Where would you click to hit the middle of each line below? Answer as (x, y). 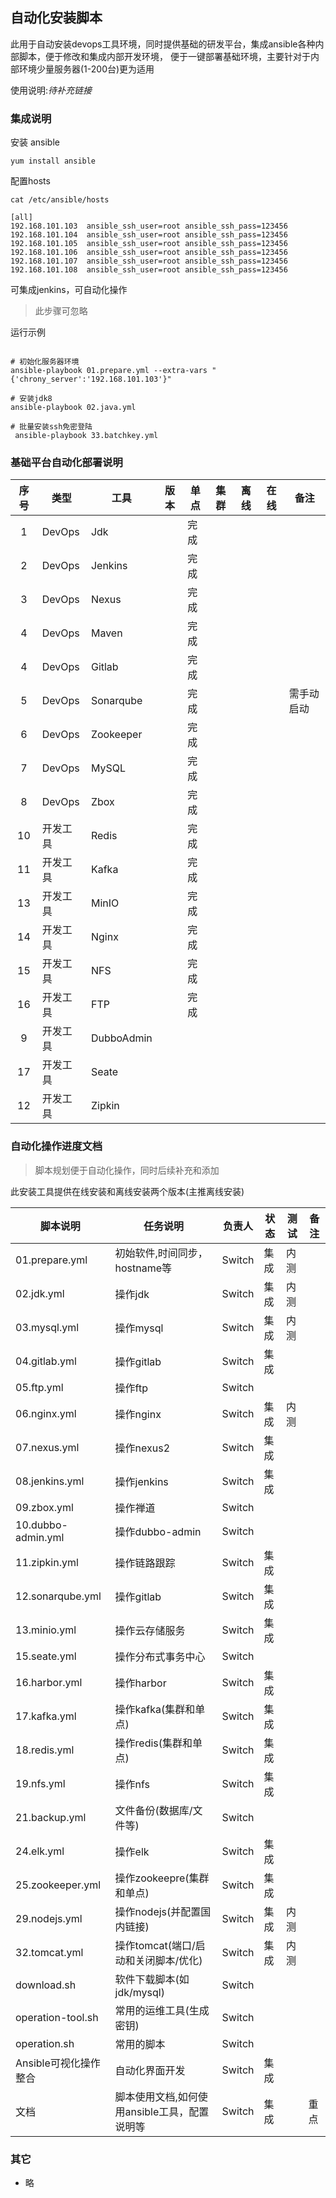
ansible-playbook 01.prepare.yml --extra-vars (109, 371)
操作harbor (140, 1683)
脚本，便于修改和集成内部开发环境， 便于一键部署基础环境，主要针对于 (164, 56)
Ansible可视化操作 (58, 2063)
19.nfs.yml (40, 1783)
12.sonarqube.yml (58, 1596)
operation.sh (45, 2043)
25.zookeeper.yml (58, 1885)
